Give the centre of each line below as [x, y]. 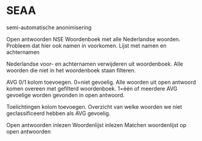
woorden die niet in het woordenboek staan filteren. [71, 70]
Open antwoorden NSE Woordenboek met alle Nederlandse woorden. [93, 39]
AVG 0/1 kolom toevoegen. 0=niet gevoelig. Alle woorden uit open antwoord [101, 82]
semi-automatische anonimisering [49, 27]
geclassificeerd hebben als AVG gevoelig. [58, 113]
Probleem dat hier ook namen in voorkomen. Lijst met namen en [86, 46]
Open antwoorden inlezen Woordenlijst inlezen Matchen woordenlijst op [96, 125]
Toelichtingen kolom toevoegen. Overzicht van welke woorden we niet [94, 106]
